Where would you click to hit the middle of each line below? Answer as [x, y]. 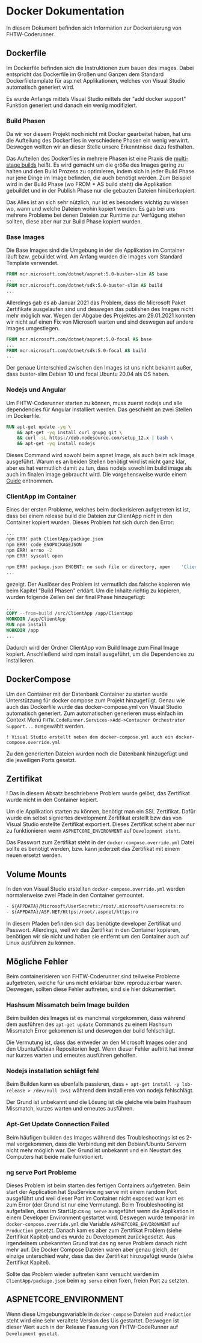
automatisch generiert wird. [41, 87]
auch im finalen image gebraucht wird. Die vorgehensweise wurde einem [96, 475]
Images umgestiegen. [33, 328]
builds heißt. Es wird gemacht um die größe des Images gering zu [103, 165]
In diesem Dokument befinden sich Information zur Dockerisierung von [94, 28]
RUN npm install [26, 625]
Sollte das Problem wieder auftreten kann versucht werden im [83, 1274]
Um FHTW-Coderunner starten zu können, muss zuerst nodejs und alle [94, 403]
